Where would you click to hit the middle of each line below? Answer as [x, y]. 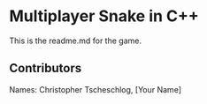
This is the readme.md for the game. [75, 41]
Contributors [46, 68]
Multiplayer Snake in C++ [104, 16]
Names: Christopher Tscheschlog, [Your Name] [95, 89]
